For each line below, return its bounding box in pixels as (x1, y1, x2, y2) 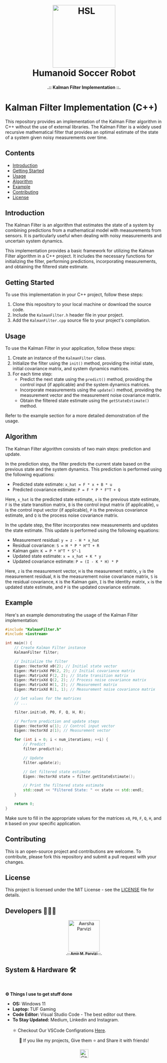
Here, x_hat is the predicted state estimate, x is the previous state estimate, (5, 496, 160, 502)
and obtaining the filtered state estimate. (5, 264, 89, 270)
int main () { (5, 641, 32, 646)
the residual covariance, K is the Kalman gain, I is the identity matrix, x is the (5, 578, 162, 584)
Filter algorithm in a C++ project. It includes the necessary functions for (5, 253, 152, 259)
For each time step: (12, 371, 52, 377)
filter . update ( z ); (23, 760, 61, 765)
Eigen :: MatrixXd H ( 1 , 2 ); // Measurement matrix (14, 682, 117, 687)
